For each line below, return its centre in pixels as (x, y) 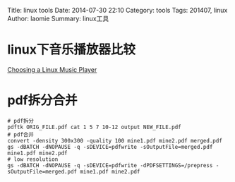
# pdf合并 (20, 134)
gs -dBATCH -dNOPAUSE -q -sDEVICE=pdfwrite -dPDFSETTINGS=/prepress (110, 165)
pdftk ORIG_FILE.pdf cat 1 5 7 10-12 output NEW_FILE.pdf (94, 127)
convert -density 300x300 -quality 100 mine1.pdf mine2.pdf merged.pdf (115, 140)
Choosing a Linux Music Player (52, 69)
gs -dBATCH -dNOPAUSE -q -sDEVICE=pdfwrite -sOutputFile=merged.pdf (110, 147)
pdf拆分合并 (42, 101)
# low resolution (33, 159)
